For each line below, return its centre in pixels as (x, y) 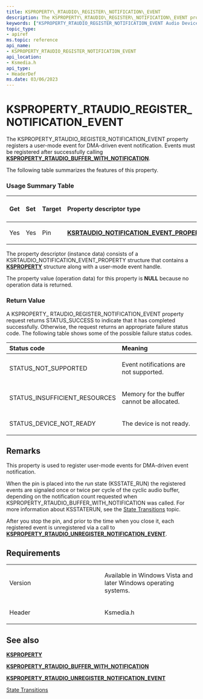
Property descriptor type (104, 209)
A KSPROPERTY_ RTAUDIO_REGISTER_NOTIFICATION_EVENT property (95, 314)
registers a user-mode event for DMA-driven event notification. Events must (101, 145)
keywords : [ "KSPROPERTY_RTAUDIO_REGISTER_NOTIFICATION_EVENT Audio (93, 23)
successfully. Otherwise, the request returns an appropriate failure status (97, 326)
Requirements (33, 553)
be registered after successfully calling (55, 152)
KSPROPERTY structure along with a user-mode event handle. (84, 267)
